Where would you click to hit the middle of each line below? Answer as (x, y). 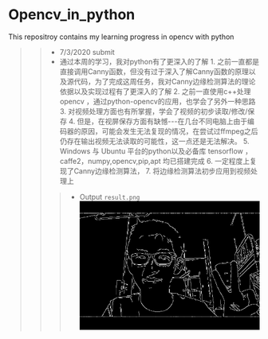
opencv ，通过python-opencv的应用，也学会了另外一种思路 (158, 101)
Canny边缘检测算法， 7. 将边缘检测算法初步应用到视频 (162, 171)
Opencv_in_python (72, 15)
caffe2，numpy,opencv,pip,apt (110, 161)
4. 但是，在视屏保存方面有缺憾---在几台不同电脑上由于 (158, 121)
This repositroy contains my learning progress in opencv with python (121, 37)
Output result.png (110, 197)
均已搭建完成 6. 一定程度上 (206, 161)
